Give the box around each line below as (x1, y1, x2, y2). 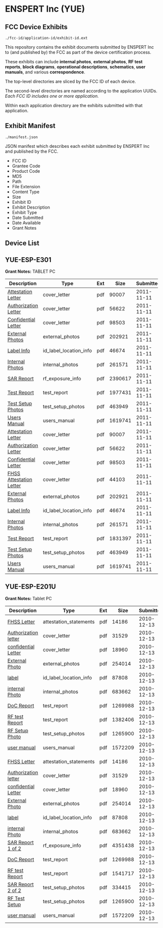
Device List (5, 239, 40, 248)
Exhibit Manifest (5, 122, 56, 130)
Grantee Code (12, 163, 40, 169)
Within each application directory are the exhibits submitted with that (5, 103, 143, 108)
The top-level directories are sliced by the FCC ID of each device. (5, 79, 136, 84)
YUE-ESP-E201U (5, 583, 56, 591)
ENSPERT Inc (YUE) (5, 3, 85, 15)
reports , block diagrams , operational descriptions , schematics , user (5, 64, 146, 70)
